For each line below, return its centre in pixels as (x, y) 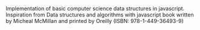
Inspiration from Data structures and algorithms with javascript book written (100, 15)
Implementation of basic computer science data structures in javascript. (95, 9)
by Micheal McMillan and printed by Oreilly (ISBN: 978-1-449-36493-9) (95, 21)
